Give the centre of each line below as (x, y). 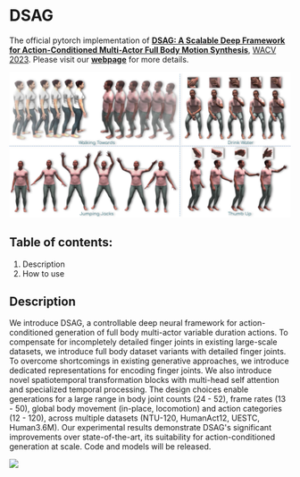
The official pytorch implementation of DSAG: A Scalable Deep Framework (147, 40)
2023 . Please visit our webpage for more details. (99, 59)
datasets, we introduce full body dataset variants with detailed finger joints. (148, 352)
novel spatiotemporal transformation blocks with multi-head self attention (144, 380)
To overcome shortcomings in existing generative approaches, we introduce (150, 361)
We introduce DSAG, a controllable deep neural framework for (123, 323)
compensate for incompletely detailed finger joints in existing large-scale (143, 342)
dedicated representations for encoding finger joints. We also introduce (141, 371)
